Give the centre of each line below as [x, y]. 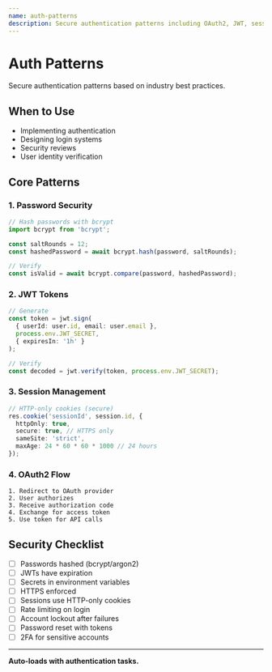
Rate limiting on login [55, 610]
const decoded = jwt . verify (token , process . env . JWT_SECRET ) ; [114, 371]
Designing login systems [61, 139]
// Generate [28, 311]
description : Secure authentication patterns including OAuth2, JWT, [128, 23]
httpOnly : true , [43, 423]
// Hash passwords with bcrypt [61, 222]
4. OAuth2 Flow [39, 474]
